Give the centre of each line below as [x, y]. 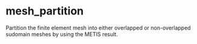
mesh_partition [45, 11]
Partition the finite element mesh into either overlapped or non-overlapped [98, 28]
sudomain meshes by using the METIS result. [62, 34]
